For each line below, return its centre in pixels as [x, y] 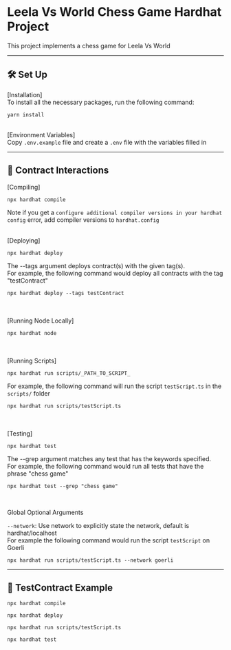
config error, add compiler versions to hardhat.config [83, 220]
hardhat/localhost [32, 533]
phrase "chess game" [38, 474]
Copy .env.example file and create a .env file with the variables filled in [107, 142]
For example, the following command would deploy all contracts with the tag [115, 273]
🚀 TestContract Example [60, 588]
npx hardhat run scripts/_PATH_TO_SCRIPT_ [69, 373]
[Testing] [20, 433]
